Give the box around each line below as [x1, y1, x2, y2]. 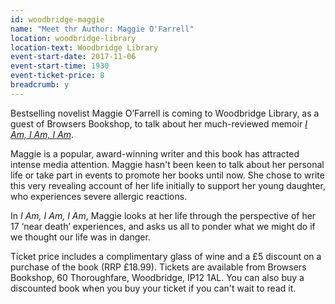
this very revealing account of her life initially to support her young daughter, [10, 179, 326, 191]
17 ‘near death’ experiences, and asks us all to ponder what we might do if [10, 220, 316, 232]
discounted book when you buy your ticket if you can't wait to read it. [10, 282, 297, 294]
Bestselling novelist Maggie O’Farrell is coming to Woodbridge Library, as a [10, 107, 320, 119]
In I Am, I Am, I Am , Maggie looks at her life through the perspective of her [10, 209, 317, 221]
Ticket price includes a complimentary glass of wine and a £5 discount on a [10, 250, 322, 262]
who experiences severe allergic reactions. [10, 190, 188, 202]
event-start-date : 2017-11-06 [10, 52, 137, 62]
